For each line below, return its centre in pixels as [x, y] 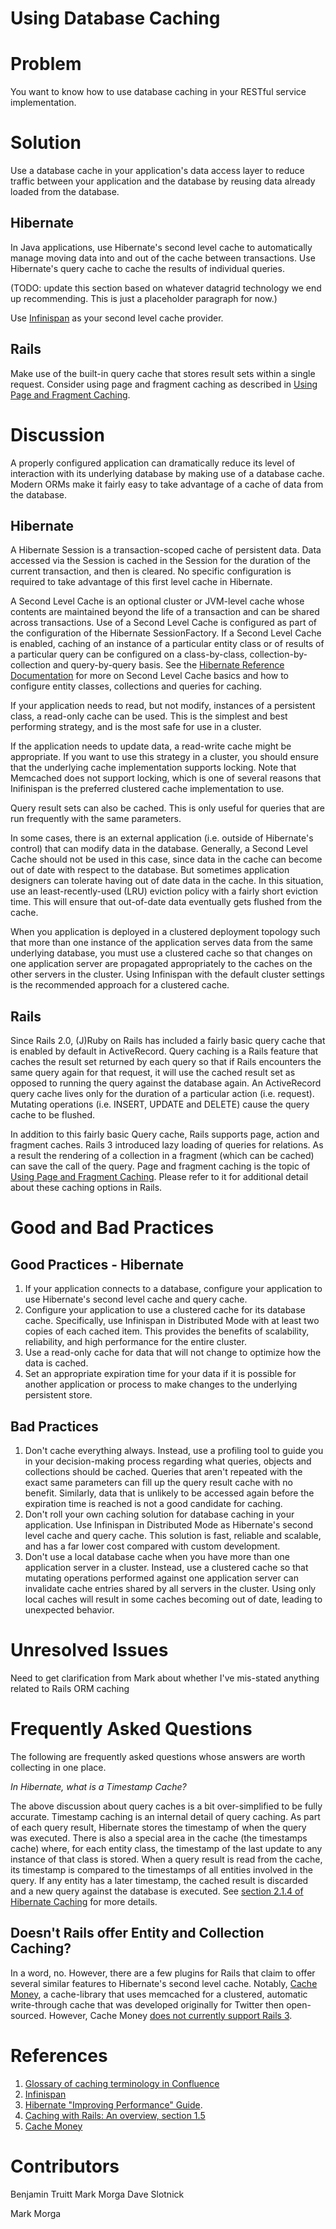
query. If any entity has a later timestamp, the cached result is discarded [159, 1880]
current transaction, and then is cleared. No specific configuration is [151, 571]
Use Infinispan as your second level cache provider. [117, 318]
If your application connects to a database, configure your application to [173, 1289]
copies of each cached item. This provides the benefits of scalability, [167, 1331]
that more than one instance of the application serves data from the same [161, 943]
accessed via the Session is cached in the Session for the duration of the [160, 561]
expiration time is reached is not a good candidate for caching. [153, 1504]
